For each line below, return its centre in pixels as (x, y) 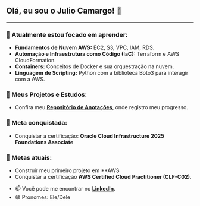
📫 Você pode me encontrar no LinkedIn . (65, 188)
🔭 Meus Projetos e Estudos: (47, 94)
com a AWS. (30, 79)
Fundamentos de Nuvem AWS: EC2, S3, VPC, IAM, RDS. (85, 47)
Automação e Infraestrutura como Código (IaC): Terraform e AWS (97, 54)
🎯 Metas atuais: (29, 157)
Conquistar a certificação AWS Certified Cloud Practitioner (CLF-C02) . (103, 177)
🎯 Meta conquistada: (37, 123)
